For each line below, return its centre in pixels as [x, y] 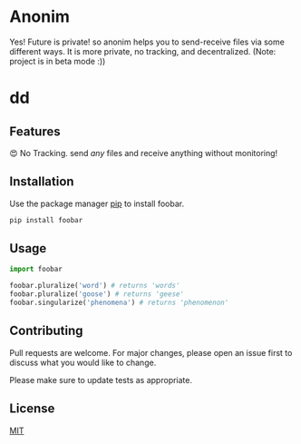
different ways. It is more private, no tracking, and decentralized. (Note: [143, 51]
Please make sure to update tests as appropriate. [101, 380]
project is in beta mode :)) [58, 61]
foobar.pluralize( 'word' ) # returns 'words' [95, 286]
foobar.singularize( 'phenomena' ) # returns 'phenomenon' [119, 303]
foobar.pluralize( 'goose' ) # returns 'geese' [97, 294]
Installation [42, 182]
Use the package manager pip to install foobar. [97, 203]
